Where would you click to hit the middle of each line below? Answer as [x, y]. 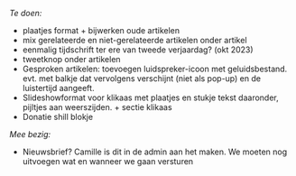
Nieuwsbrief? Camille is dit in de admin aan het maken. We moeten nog [155, 152]
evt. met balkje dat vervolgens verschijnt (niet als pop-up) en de [142, 79]
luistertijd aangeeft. [58, 88]
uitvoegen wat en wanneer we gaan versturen [108, 161]
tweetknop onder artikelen [71, 59]
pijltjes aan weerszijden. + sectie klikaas [97, 107]
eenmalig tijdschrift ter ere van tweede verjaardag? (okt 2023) [138, 50]
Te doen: [26, 13]
